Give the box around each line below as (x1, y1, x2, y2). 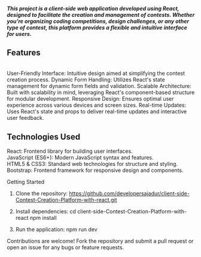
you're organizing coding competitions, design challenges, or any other (7, 17, 190, 25)
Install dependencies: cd (15, 208, 77, 215)
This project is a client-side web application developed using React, (7, 5, 179, 12)
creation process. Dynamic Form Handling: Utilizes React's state (7, 76, 165, 83)
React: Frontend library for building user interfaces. (7, 147, 133, 155)
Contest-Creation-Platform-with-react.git (15, 196, 117, 204)
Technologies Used (7, 132, 80, 142)
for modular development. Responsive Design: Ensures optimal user (7, 95, 174, 102)
